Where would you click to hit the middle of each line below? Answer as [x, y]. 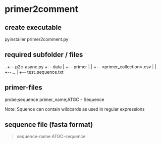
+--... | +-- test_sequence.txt [34, 72]
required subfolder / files [44, 55]
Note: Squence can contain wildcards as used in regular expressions [75, 109]
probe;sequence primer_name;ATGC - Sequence [54, 99]
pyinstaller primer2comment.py [37, 39]
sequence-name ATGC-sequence [51, 137]
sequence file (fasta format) [49, 125]
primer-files [24, 88]
